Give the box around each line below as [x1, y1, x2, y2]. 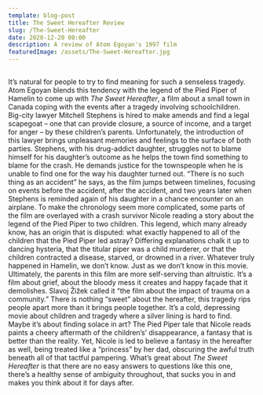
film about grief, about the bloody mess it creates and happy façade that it [8, 278, 248, 287]
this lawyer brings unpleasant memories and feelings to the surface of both [8, 135, 251, 146]
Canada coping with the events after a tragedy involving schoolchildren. [8, 102, 241, 112]
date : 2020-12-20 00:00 [8, 33, 86, 42]
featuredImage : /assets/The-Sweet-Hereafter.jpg [8, 48, 170, 56]
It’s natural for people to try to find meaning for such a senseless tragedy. [8, 77, 246, 87]
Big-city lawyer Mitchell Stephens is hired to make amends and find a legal [8, 111, 250, 120]
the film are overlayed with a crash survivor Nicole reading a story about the [8, 211, 254, 220]
